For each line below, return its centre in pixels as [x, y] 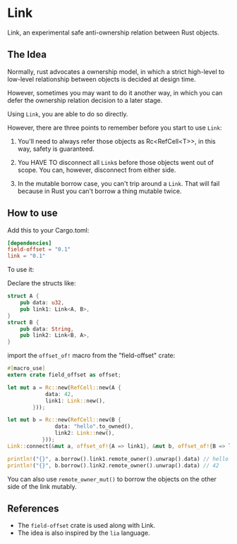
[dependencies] [30, 243]
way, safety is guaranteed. [56, 149]
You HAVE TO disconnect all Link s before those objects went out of [115, 162]
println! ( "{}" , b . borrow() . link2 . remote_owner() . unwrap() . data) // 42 [113, 465]
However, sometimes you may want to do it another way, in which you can [115, 92]
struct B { [23, 322]
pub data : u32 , [42, 303]
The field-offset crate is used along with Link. [86, 526]
